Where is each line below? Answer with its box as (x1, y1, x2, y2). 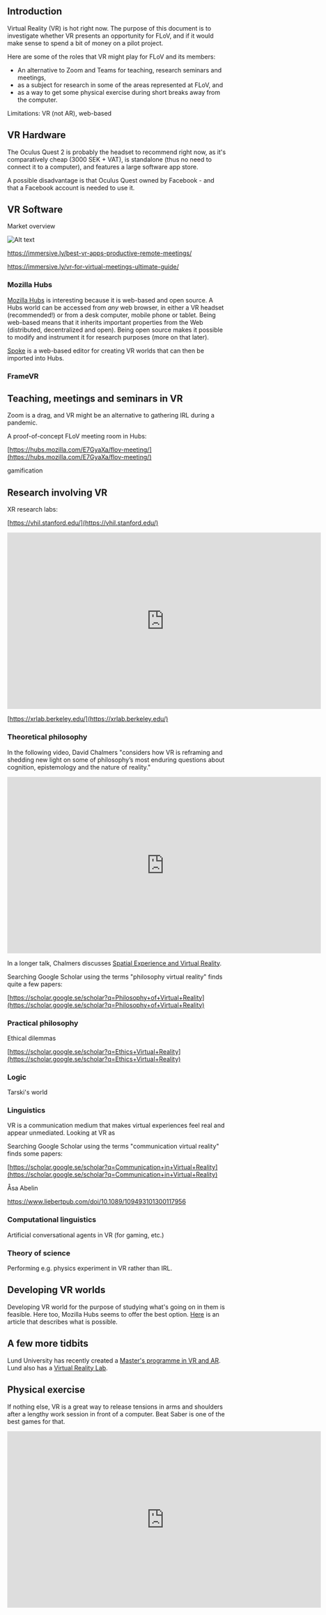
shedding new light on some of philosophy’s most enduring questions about (7, 756, 225, 764)
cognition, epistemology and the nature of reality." (7, 763, 151, 771)
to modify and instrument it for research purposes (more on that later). (7, 332, 209, 341)
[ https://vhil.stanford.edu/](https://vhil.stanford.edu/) (7, 519, 159, 527)
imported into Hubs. (7, 353, 65, 362)
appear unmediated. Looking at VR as (7, 1128, 116, 1137)
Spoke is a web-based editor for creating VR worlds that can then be (7, 346, 204, 355)
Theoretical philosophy (7, 732, 88, 742)
